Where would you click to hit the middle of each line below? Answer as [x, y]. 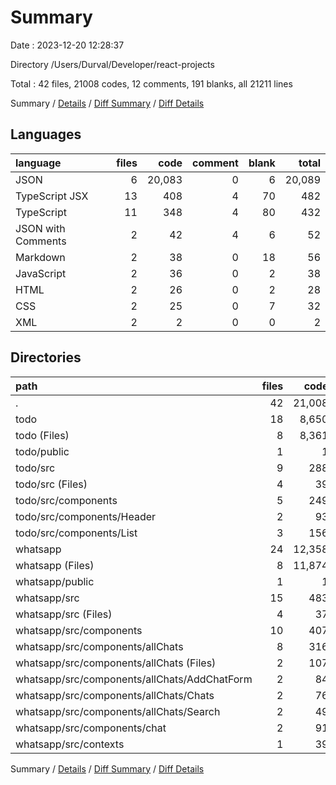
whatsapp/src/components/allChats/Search [118, 711]
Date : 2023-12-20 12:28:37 [67, 45]
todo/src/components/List [76, 533]
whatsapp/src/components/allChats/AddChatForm [134, 679]
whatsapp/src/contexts [70, 744]
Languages [46, 134]
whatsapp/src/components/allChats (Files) [116, 663]
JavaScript [41, 273]
